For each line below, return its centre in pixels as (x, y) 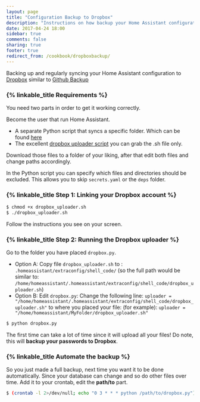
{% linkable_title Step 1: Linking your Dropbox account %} (91, 194)
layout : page (22, 12)
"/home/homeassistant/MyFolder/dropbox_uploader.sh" (82, 313)
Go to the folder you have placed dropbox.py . (61, 253)
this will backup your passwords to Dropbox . (62, 341)
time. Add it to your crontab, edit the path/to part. (67, 382)
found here (28, 137)
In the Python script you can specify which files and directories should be (96, 173)
